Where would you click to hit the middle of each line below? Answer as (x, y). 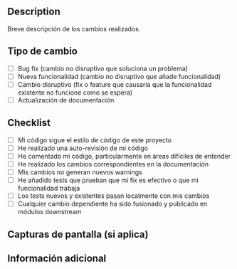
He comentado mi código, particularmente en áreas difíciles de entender (124, 156)
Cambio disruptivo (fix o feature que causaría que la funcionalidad (115, 84)
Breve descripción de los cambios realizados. (74, 28)
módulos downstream (49, 212)
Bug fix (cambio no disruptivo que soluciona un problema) (103, 68)
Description (34, 12)
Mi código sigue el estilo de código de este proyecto (95, 140)
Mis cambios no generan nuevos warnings (80, 172)
